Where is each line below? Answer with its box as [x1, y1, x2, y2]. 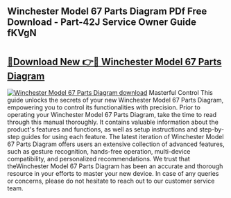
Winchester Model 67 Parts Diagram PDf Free [7, 6, 207, 17]
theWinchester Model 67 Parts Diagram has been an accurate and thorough [7, 162, 223, 170]
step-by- [198, 125, 224, 134]
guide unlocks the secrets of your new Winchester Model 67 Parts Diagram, [7, 96, 224, 104]
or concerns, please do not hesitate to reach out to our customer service [7, 177, 215, 185]
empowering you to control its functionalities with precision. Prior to [7, 103, 201, 111]
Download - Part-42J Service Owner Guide [7, 17, 196, 28]
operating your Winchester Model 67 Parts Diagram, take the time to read [7, 111, 217, 118]
